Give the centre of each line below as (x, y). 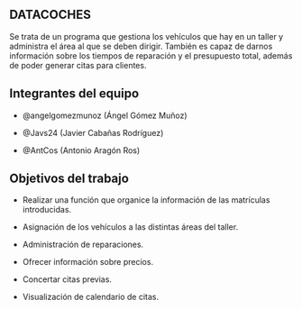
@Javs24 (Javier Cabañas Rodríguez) (93, 132)
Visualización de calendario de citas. (91, 297)
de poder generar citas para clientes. (78, 65)
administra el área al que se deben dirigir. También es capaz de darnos (141, 46)
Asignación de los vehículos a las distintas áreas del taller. (130, 227)
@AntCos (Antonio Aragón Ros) (81, 150)
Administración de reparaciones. (83, 245)
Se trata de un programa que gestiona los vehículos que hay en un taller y (146, 36)
